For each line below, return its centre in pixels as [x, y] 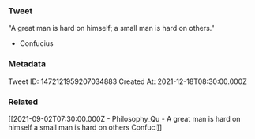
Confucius [36, 43]
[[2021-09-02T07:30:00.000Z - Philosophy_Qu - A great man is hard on [124, 118]
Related [23, 102]
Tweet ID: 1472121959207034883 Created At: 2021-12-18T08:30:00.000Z [127, 81]
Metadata [27, 64]
